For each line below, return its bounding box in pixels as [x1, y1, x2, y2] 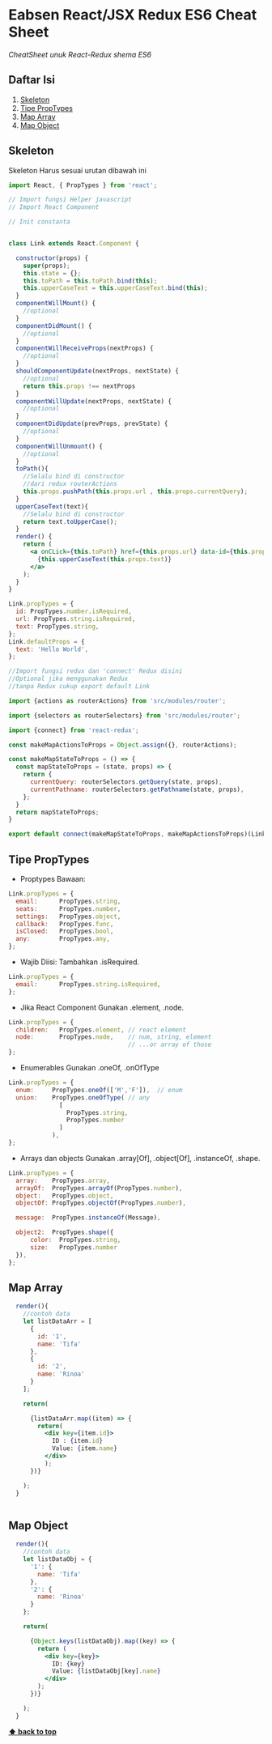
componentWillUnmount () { [15, 442, 104, 450]
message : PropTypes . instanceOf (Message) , [15, 1214, 161, 1222]
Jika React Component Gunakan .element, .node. [19, 1002, 185, 1012]
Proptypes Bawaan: [19, 874, 87, 883]
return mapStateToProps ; [15, 808, 100, 816]
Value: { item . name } [51, 1444, 117, 1453]
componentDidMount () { [15, 321, 92, 330]
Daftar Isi [8, 73, 55, 87]
